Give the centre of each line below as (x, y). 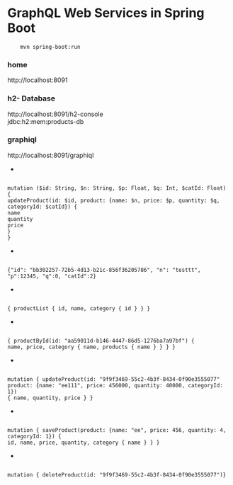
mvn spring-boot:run (50, 47)
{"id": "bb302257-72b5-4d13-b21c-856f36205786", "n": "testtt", (104, 270)
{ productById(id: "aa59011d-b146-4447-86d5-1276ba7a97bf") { (101, 341)
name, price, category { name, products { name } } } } (91, 347)
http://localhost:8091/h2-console (56, 114)
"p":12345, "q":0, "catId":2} (52, 276)
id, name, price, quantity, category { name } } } (84, 443)
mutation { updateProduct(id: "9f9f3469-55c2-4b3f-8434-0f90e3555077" (114, 379)
